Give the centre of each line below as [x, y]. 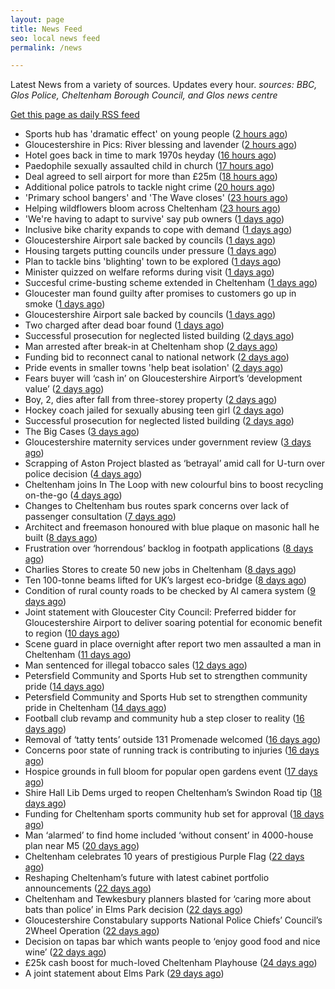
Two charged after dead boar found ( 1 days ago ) [124, 325]
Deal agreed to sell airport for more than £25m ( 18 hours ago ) [151, 177]
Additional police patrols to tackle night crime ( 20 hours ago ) [150, 187]
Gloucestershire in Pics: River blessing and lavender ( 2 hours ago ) [161, 145]
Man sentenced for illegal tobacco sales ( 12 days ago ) [136, 665]
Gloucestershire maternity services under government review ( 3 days [168, 442]
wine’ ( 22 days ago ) [65, 952]
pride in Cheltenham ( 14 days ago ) [95, 708]
